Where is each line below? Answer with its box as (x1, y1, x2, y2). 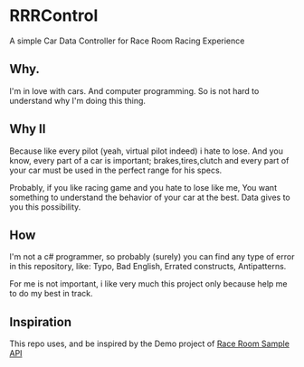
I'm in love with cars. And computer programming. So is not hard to (9, 85, 260, 96)
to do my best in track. (9, 288, 93, 299)
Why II (9, 121, 46, 136)
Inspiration (9, 314, 72, 330)
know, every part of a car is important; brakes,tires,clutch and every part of (9, 155, 290, 165)
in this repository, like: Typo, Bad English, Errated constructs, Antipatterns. (9, 261, 287, 272)
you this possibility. (9, 201, 81, 212)
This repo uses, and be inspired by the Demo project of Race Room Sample (9, 338, 290, 349)
